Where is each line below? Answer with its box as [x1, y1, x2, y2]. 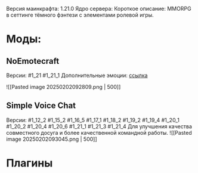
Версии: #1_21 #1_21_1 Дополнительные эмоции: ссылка [6, 72, 148, 79]
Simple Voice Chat [6, 101, 76, 111]
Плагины [6, 156, 53, 169]
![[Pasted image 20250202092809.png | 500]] [6, 84, 121, 90]
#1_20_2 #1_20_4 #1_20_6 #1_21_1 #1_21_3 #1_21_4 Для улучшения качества [6, 122, 193, 130]
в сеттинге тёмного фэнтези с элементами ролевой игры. [6, 11, 154, 18]
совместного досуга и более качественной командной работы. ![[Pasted [6, 129, 192, 136]
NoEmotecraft [6, 56, 60, 66]
